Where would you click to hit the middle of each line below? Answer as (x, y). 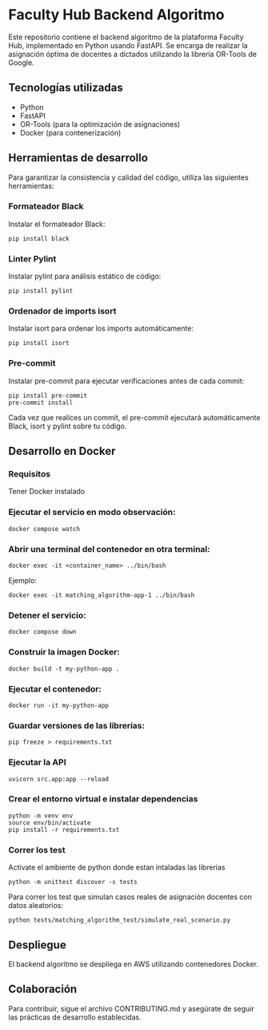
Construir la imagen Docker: (64, 652)
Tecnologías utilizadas (66, 88)
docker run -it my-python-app (59, 705)
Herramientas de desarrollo (78, 158)
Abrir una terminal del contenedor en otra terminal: (109, 549)
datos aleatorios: (36, 906)
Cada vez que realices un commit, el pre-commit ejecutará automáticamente (134, 417)
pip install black (39, 238)
